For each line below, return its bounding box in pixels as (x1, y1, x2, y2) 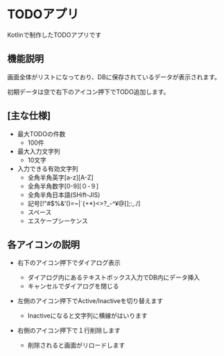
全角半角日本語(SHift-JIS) (27, 191, 101, 199)
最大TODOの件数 (17, 129, 66, 138)
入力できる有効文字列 (17, 164, 78, 172)
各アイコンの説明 (7, 238, 80, 250)
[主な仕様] (7, 110, 51, 122)
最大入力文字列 (17, 147, 60, 155)
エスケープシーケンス (27, 216, 89, 225)
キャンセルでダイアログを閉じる (27, 282, 119, 291)
